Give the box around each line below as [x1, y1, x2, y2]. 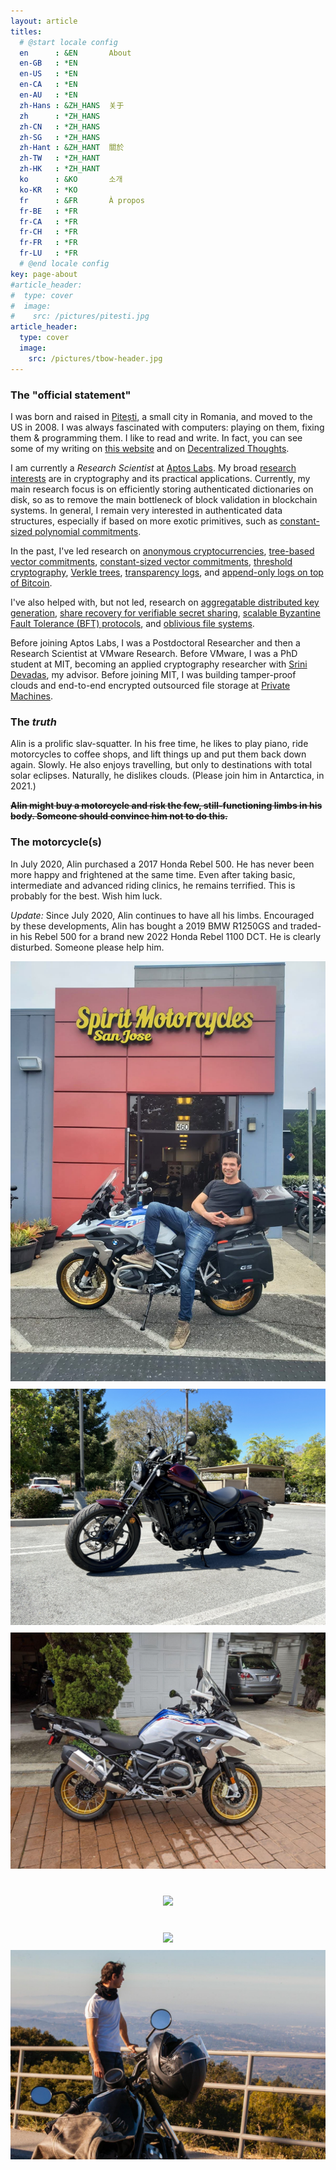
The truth [10, 715, 57, 729]
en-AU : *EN [19, 90, 78, 100]
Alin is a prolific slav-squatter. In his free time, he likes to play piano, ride [10, 738, 309, 750]
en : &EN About [19, 48, 132, 58]
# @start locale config [19, 37, 118, 47]
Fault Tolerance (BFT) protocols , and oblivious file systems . [10, 617, 255, 629]
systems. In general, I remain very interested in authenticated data [10, 504, 283, 516]
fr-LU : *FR [19, 248, 78, 259]
